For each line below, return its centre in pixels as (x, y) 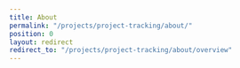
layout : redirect (41, 42)
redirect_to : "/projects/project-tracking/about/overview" (121, 50)
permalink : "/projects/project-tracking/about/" (101, 26)
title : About (33, 17)
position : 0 (31, 34)
